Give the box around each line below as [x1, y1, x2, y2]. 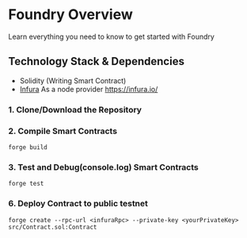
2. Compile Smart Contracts [8, 125, 117, 136]
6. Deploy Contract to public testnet [8, 198, 149, 209]
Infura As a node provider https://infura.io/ [19, 84, 158, 94]
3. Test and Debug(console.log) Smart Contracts [8, 161, 199, 172]
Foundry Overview [8, 6, 133, 24]
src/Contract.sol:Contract [8, 223, 97, 231]
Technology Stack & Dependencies [8, 55, 184, 68]
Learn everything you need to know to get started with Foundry [8, 32, 215, 41]
